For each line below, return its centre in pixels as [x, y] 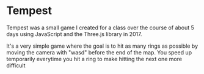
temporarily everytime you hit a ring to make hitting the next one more [94, 59]
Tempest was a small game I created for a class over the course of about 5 [100, 28]
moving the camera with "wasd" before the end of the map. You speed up [99, 52]
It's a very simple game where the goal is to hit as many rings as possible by [102, 46]
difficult [16, 65]
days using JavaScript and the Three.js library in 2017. [74, 34]
